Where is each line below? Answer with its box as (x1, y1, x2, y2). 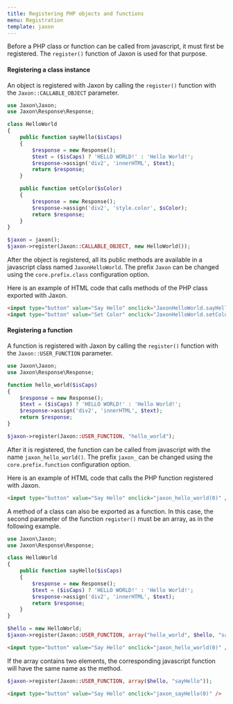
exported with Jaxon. (7, 291, 68, 300)
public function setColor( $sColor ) (19, 185, 123, 192)
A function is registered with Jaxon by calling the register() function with (7, 342, 218, 350)
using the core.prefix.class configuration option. (7, 271, 150, 279)
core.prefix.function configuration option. (7, 460, 131, 468)
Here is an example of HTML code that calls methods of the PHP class (7, 284, 208, 292)
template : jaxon (7, 23, 54, 30)
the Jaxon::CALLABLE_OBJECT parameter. (7, 88, 119, 97)
